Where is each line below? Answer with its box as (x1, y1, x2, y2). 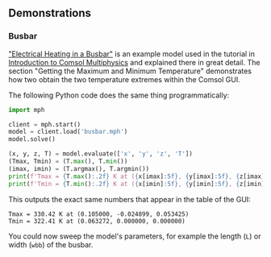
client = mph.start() (8, 120, 81, 128)
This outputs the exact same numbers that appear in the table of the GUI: (8, 194, 252, 204)
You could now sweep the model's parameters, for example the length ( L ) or (8, 231, 261, 241)
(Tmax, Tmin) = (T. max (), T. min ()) (8, 157, 128, 166)
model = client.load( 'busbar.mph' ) (8, 128, 128, 136)
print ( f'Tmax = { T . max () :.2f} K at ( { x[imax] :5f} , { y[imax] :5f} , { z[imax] (8, 172, 265, 180)
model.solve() (8, 135, 56, 143)
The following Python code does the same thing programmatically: (8, 90, 230, 100)
